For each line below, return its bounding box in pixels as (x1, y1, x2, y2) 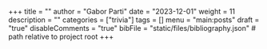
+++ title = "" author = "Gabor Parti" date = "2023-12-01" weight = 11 (8, 7, 236, 16)
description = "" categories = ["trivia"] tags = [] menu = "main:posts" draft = (8, 15, 260, 24)
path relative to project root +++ (8, 32, 114, 41)
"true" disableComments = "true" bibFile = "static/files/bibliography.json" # (8, 24, 257, 32)
